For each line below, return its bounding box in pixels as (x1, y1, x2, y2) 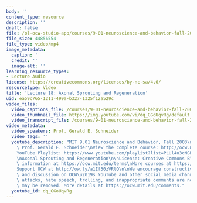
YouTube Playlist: (16, 150, 62, 156)
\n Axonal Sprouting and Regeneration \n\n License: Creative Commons (16, 156, 185, 161)
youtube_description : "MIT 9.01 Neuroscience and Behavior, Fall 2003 (11, 139, 188, 145)
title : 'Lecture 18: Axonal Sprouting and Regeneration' (6, 90, 148, 96)
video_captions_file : (11, 106, 64, 112)
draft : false (6, 25, 38, 31)
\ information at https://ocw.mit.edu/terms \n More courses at (16, 161, 172, 167)
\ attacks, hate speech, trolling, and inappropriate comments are (16, 177, 185, 183)
